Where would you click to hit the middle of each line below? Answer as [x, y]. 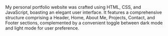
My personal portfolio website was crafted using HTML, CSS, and [73, 7]
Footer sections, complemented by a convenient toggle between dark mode [84, 23]
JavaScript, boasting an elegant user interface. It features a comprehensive [84, 12]
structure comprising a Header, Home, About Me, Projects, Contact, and [80, 18]
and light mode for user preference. [42, 28]
